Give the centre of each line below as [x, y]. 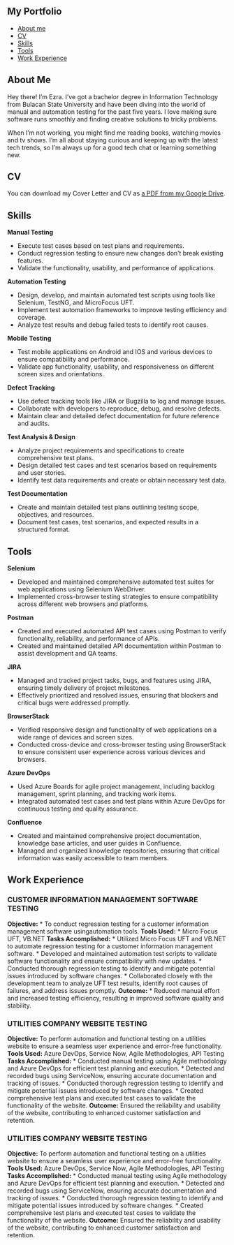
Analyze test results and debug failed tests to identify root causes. [112, 325]
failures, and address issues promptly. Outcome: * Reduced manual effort [114, 990]
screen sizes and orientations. [61, 374]
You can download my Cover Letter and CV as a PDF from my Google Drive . [116, 193]
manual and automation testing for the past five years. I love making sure [112, 112]
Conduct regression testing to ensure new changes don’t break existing [120, 253]
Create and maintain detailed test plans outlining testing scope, [108, 507]
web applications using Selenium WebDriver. [82, 589]
